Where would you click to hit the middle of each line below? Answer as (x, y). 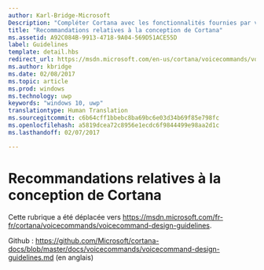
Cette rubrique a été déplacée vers (65, 216)
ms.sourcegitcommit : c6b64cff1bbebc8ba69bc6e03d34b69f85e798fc (114, 118)
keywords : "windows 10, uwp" (56, 103)
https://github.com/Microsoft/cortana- (97, 240)
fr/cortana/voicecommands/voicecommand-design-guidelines (109, 225)
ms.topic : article (38, 81)
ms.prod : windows (37, 89)
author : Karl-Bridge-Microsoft (59, 15)
